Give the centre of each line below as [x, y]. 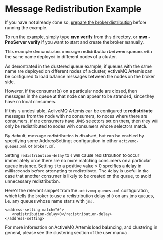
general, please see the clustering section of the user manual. [67, 232]
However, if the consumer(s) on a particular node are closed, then [71, 91]
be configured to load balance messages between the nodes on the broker [80, 76]
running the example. [26, 27]
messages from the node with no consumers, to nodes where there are [76, 116]
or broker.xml [42, 146]
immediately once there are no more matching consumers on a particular [78, 160]
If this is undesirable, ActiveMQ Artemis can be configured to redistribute [79, 111]
